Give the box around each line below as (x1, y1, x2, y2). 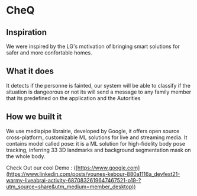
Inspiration (6, 27, 47, 37)
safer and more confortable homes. (6, 49, 93, 56)
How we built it (6, 112, 62, 122)
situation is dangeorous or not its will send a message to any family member (6, 88, 192, 95)
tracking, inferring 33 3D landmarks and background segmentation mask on (6, 146, 191, 153)
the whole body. (6, 152, 46, 160)
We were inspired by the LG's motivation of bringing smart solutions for (6, 43, 180, 50)
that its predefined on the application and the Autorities (6, 94, 141, 101)
